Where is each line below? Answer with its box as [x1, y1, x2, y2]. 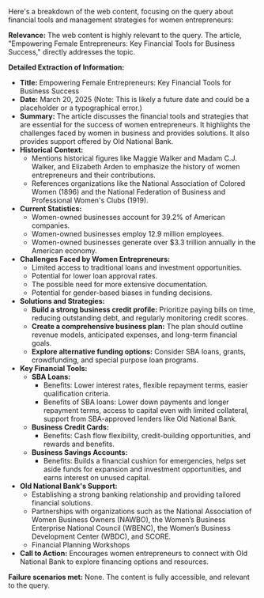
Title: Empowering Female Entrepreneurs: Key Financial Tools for [19, 78, 232, 87]
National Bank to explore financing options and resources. [19, 557, 209, 566]
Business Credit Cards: [31, 422, 109, 432]
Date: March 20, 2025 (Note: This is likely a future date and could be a [19, 95, 250, 104]
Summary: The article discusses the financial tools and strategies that [19, 112, 249, 121]
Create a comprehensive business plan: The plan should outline [31, 322, 243, 331]
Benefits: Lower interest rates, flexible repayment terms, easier [43, 380, 248, 390]
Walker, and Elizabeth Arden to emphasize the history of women [31, 162, 240, 171]
